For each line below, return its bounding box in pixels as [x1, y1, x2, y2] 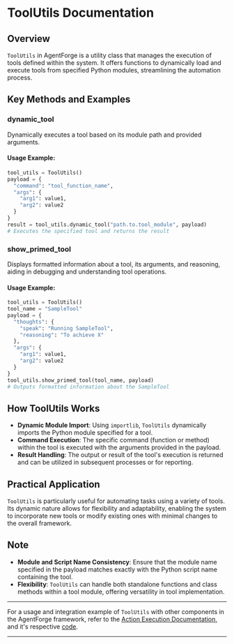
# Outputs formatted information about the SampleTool [7, 383, 170, 390]
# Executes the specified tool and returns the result [7, 227, 170, 234]
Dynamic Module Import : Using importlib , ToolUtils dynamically [17, 421, 207, 430]
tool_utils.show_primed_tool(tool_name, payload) [7, 377, 155, 384]
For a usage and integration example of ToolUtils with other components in [7, 607, 225, 615]
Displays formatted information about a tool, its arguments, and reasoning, [7, 260, 221, 268]
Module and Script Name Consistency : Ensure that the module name [17, 557, 217, 566]
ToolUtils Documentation [7, 5, 155, 21]
